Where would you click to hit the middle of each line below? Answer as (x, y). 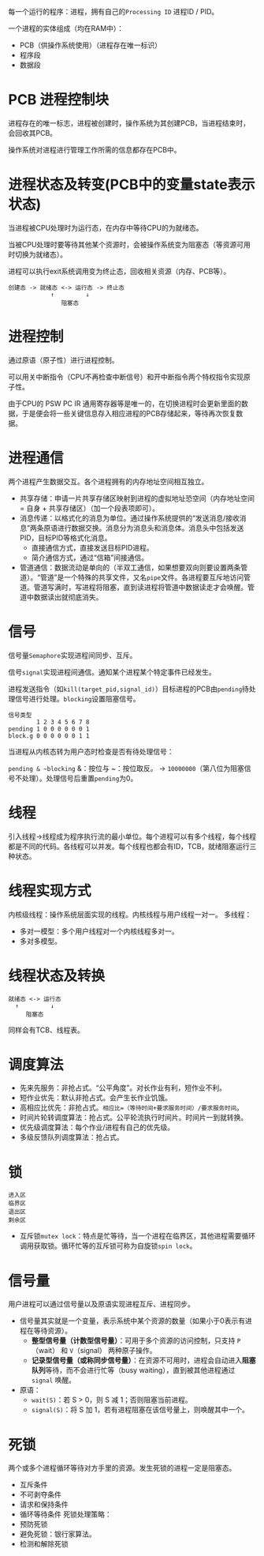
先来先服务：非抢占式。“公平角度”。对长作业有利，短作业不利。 (123, 1088)
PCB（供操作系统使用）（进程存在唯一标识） (91, 45)
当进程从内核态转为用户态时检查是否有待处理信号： (91, 751)
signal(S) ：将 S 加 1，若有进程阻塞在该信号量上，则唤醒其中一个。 (140, 1410)
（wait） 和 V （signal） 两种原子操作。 (94, 1351)
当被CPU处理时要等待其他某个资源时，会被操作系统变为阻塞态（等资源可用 (129, 244)
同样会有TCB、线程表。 (46, 1030)
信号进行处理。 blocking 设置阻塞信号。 (77, 698)
